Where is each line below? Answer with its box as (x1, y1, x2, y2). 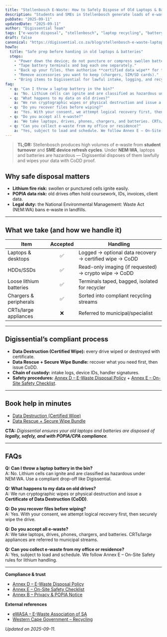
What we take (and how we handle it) (5, 226, 122, 234)
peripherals (7, 298, 35, 305)
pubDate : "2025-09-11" (5, 16, 52, 21)
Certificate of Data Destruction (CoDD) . (5, 496, 88, 502)
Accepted (50, 241, 74, 247)
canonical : (5, 40, 28, 45)
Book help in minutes (5, 399, 72, 408)
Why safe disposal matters (5, 172, 90, 180)
